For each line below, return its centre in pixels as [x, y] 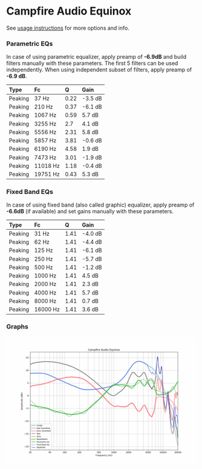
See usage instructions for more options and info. [68, 28]
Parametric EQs [30, 44]
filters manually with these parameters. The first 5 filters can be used [92, 63]
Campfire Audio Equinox [69, 11]
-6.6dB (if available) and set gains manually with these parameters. [90, 211]
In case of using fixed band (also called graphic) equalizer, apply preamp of [100, 205]
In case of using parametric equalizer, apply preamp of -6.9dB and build [96, 57]
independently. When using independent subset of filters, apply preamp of [99, 70]
